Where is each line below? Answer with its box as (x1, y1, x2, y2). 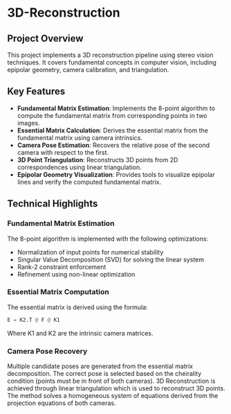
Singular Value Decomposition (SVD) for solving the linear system (17, 255, 205, 264)
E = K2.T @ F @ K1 (7, 316, 60, 323)
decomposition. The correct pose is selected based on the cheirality (7, 369, 202, 377)
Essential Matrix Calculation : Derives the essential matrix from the (17, 126, 209, 135)
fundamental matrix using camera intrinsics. (17, 133, 143, 141)
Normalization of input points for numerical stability (17, 248, 164, 256)
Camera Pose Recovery (7, 346, 88, 356)
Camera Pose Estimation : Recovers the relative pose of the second (17, 141, 210, 149)
